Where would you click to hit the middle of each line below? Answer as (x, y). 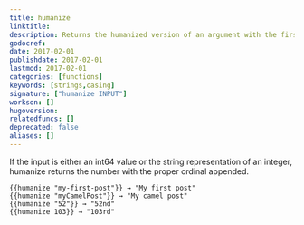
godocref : (28, 43)
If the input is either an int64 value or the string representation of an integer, (151, 161)
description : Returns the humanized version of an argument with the (143, 34)
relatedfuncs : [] (42, 119)
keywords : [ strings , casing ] (62, 85)
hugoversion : (34, 111)
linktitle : (30, 26)
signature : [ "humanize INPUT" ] (68, 93)
